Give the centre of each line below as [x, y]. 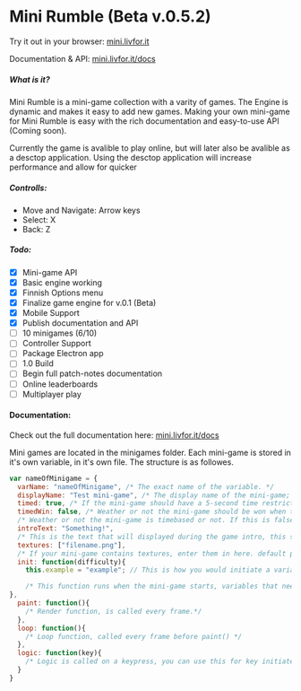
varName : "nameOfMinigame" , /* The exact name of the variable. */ [146, 486]
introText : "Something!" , [66, 529]
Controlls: [28, 188]
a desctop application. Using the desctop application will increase [131, 157]
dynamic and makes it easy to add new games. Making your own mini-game [150, 111]
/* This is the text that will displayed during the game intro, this [152, 537]
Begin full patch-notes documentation [92, 373]
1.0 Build [38, 363]
